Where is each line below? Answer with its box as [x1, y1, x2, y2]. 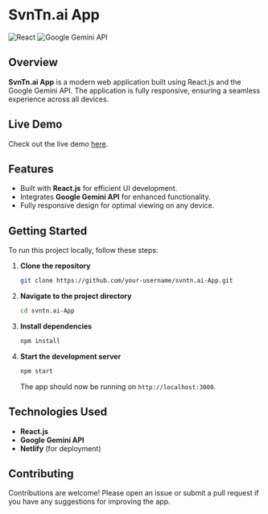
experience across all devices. [8, 94, 109, 104]
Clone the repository [19, 261, 91, 271]
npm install [19, 337, 60, 345]
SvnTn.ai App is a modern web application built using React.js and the [8, 77, 241, 86]
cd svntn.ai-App [19, 307, 75, 315]
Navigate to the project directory [19, 292, 132, 301]
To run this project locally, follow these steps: [8, 246, 159, 255]
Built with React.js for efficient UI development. [19, 184, 178, 193]
